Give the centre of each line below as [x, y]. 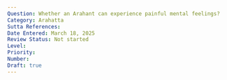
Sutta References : [34, 26]
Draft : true [24, 65]
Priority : [22, 53]
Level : [17, 46]
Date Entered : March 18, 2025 [51, 33]
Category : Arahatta [36, 20]
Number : [19, 59]
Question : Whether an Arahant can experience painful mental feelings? [113, 14]
